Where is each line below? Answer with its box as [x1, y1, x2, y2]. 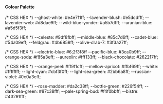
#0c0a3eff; [18, 74, 41, 80]
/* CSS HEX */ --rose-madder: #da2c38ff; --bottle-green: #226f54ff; [5, 83, 144, 89]
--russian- [130, 69, 152, 75]
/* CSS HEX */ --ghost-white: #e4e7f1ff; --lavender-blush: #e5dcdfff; [5, 15, 145, 20]
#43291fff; [5, 94, 26, 100]
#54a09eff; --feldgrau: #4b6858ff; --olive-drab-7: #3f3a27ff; [5, 39, 128, 46]
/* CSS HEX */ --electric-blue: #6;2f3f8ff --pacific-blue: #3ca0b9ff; [5, 49, 141, 55]
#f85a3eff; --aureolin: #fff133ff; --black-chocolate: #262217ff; [33, 54, 158, 60]
